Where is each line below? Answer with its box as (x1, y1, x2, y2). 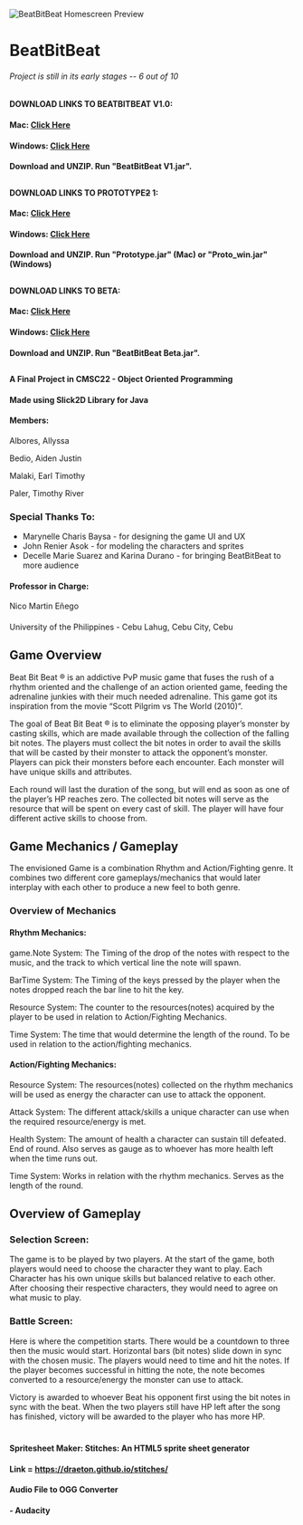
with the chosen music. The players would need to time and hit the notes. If (9, 1355, 290, 1366)
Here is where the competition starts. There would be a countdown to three (9, 1336, 290, 1347)
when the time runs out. (9, 1153, 98, 1164)
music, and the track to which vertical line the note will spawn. (9, 956, 241, 968)
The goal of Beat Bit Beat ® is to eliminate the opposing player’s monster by (9, 718, 290, 729)
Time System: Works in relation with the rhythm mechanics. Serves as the (9, 1170, 285, 1181)
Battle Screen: (9, 1315, 73, 1328)
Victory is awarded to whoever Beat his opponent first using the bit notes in (9, 1391, 291, 1403)
